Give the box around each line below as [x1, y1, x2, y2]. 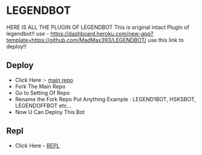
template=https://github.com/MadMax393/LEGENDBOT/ [6, 36, 147, 43]
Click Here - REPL [15, 142, 60, 149]
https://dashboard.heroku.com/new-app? [50, 30, 154, 37]
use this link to [148, 36, 184, 43]
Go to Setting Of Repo [15, 89, 70, 96]
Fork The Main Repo [15, 83, 66, 90]
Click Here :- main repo [15, 76, 74, 83]
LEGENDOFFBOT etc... [15, 102, 71, 109]
